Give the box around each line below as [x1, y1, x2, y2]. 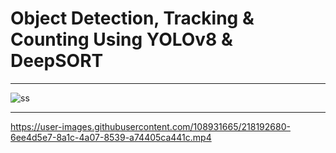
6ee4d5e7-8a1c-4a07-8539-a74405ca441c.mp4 [10, 131, 212, 143]
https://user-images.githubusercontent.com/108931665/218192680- [10, 120, 291, 132]
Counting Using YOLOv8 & [10, 28, 233, 51]
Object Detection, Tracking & [10, 7, 255, 30]
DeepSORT [10, 50, 104, 72]
